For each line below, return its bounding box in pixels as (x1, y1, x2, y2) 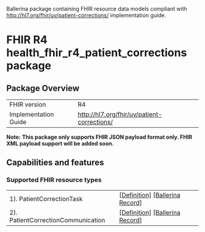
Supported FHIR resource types (6, 176, 102, 185)
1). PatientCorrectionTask (9, 194, 83, 203)
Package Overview (6, 83, 80, 93)
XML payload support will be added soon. (6, 140, 114, 147)
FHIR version (9, 100, 46, 108)
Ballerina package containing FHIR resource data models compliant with (6, 5, 187, 12)
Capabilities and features (6, 158, 104, 168)
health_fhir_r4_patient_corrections (6, 46, 187, 60)
